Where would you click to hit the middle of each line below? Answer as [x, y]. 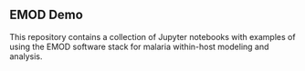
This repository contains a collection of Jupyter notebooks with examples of [152, 36]
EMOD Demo [47, 15]
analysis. [26, 56]
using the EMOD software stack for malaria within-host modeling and [139, 46]
